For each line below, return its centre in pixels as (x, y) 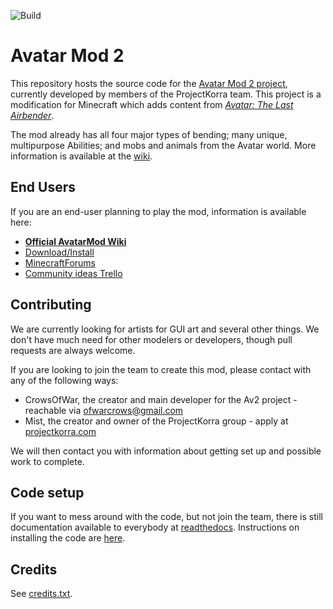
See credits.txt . (41, 594)
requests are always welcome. (73, 350)
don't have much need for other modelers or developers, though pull (151, 339)
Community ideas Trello (73, 273)
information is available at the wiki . (81, 156)
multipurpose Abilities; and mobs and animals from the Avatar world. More (163, 145)
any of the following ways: (64, 380)
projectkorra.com (60, 431)
